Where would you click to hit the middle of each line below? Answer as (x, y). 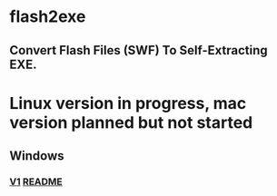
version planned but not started (131, 122)
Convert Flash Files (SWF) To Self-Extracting (138, 50)
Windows (37, 156)
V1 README (36, 181)
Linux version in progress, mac (128, 103)
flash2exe (48, 17)
